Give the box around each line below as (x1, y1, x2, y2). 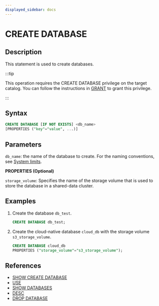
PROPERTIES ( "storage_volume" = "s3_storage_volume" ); (12, 248, 123, 253)
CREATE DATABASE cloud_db (12, 243, 65, 248)
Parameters (5, 140, 42, 149)
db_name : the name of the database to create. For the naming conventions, (5, 153, 155, 159)
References (5, 261, 41, 270)
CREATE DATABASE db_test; (12, 219, 65, 224)
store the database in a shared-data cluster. (5, 183, 94, 188)
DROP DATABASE (12, 296, 48, 302)
